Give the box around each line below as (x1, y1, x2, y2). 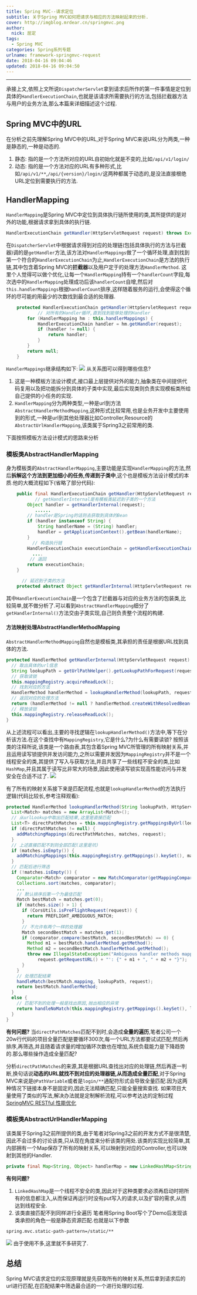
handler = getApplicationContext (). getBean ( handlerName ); (37, 529, 182, 535)
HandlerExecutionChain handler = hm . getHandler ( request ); (37, 321, 182, 327)
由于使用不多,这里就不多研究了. (13, 1239, 89, 1247)
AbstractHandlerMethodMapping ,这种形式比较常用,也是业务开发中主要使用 (14, 407, 189, 414)
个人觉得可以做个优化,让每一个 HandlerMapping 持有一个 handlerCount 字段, (11, 271, 186, 278)
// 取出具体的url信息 (11, 662, 58, 668)
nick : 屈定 (11, 31, 36, 36)
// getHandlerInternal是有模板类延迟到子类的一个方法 (35, 496, 156, 502)
